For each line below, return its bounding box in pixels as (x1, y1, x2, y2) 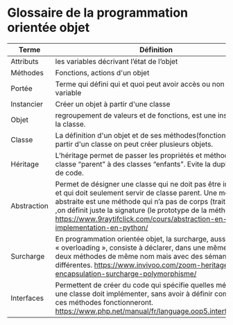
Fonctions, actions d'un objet (55, 68, 150, 77)
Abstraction (10, 200, 49, 210)
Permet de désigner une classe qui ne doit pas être (55, 179, 221, 189)
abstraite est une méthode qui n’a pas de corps (55, 196, 209, 206)
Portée (10, 84, 33, 93)
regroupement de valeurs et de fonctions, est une (55, 110, 216, 120)
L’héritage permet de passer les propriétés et (55, 150, 202, 160)
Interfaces (10, 293, 44, 303)
